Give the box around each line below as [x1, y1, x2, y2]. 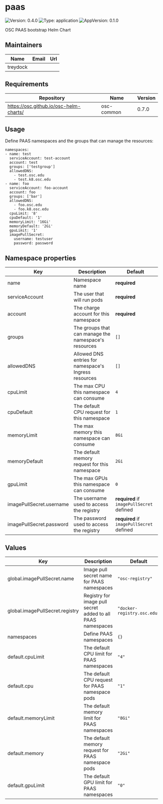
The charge [73, 305, 100, 312]
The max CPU [73, 383, 105, 390]
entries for [73, 357, 98, 363]
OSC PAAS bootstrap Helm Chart [5, 27, 71, 33]
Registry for [83, 592, 111, 599]
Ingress [73, 369, 91, 376]
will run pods [73, 296, 103, 303]
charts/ [7, 109, 24, 115]
